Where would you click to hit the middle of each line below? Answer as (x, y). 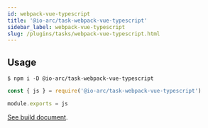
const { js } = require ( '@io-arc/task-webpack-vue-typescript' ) (104, 91)
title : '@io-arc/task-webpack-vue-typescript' (77, 21)
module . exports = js (38, 103)
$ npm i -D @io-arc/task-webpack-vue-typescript (81, 78)
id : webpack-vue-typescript (49, 14)
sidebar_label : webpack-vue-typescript (66, 27)
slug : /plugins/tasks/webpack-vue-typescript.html (84, 34)
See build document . (38, 117)
